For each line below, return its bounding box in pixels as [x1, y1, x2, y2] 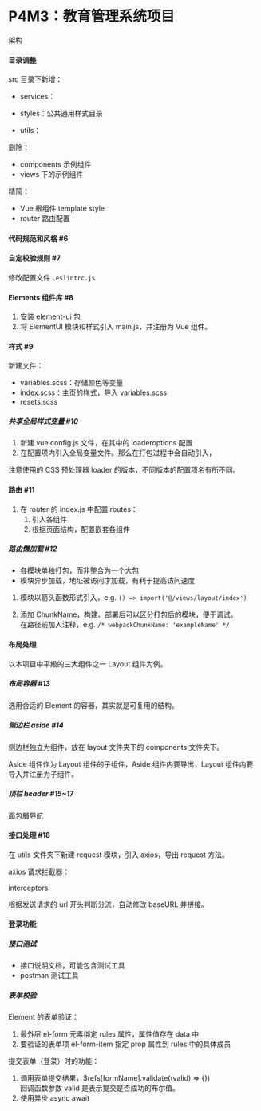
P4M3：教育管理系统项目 [8, 7, 176, 26]
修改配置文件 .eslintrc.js [8, 272, 96, 282]
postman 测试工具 [19, 971, 80, 980]
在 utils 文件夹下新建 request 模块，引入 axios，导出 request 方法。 [8, 850, 229, 859]
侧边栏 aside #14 [8, 720, 64, 730]
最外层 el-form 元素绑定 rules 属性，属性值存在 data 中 [19, 1029, 200, 1039]
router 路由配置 [19, 214, 70, 223]
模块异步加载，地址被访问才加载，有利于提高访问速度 [19, 576, 196, 586]
